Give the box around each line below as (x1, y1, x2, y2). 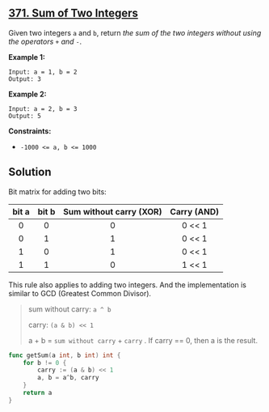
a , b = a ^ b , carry (37, 374, 99, 382)
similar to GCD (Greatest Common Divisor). (8, 288, 152, 298)
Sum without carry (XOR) (63, 206, 163, 217)
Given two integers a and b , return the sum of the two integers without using (8, 28, 262, 37)
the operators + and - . (8, 36, 82, 46)
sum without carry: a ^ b (27, 304, 111, 314)
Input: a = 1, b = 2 (8, 68, 78, 76)
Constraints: (8, 125, 52, 136)
